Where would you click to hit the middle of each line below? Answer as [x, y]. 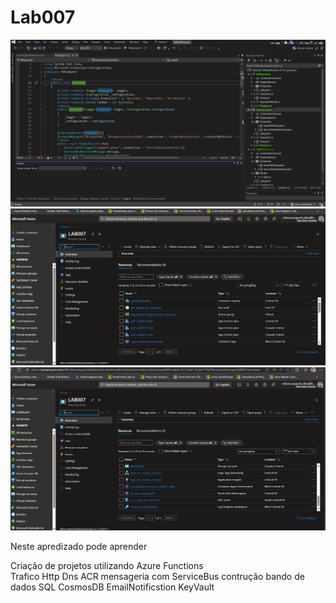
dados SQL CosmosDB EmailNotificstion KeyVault [112, 587]
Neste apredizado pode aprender [79, 546]
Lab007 [43, 17]
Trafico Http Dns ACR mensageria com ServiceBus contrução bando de [157, 576]
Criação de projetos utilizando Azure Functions [107, 565]
